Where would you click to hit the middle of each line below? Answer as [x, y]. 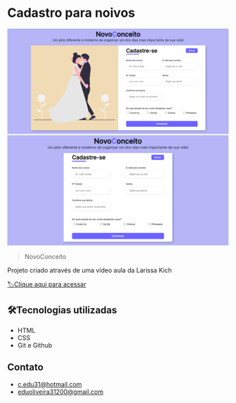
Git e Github [35, 345]
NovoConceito [45, 257]
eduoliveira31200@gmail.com [60, 392]
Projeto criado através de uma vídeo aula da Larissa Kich [90, 270]
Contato [25, 368]
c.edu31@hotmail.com [50, 384]
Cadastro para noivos [71, 13]
